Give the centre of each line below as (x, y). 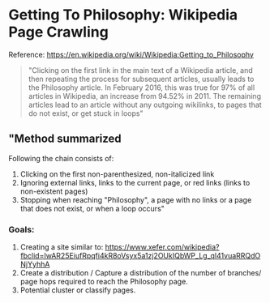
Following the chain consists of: (61, 158)
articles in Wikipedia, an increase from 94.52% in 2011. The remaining (145, 96)
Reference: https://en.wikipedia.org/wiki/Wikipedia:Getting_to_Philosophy (131, 54)
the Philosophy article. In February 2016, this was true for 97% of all (141, 87)
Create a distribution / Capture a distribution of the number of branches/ (141, 273)
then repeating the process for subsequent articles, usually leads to (141, 79)
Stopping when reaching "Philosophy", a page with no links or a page (136, 199)
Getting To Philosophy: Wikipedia (123, 15)
